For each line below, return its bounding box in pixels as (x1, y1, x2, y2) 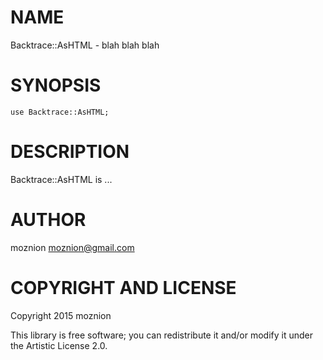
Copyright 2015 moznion (10, 309, 112, 321)
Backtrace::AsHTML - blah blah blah (10, 39, 160, 51)
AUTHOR (10, 209, 87, 231)
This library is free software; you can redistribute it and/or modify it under (10, 329, 314, 341)
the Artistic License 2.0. (10, 339, 108, 351)
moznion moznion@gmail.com (10, 241, 135, 253)
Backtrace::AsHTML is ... (10, 173, 113, 185)
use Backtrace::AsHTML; (10, 107, 110, 117)
